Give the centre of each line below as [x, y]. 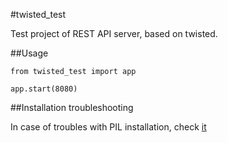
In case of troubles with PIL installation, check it [108, 127]
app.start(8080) [44, 89]
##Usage [29, 53]
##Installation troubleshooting [72, 107]
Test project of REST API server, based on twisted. [114, 33]
